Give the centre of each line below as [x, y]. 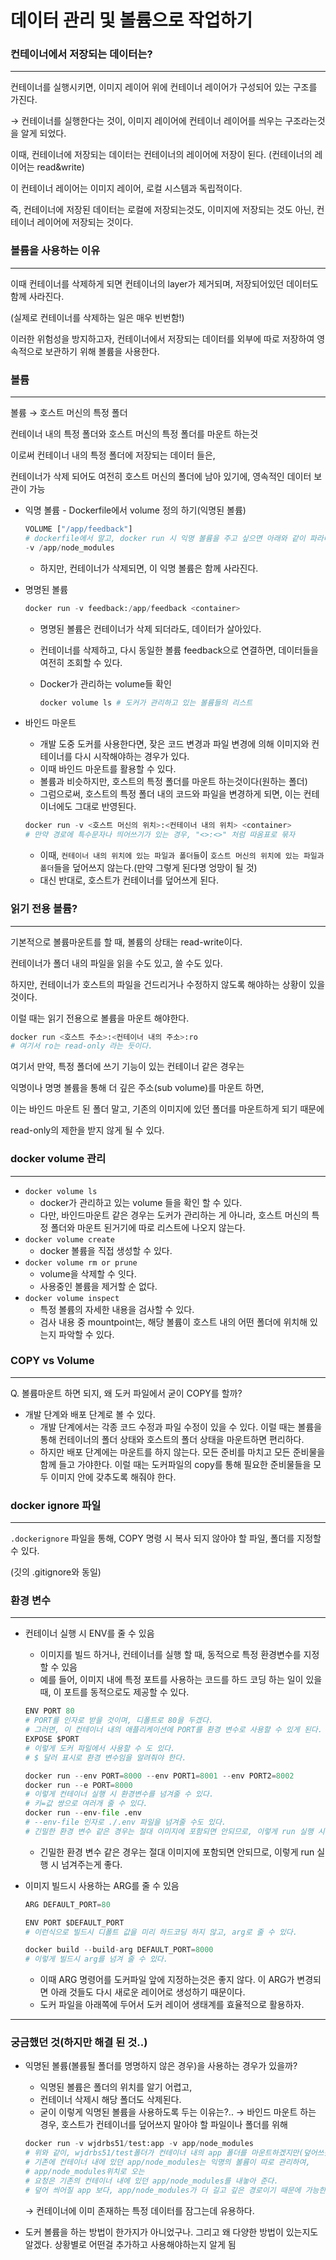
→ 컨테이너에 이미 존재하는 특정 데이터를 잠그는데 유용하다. [139, 2210]
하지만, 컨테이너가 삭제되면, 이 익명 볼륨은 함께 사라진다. [149, 568]
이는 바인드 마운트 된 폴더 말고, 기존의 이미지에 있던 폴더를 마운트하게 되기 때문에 [167, 1109]
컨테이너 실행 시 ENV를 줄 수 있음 [89, 1633]
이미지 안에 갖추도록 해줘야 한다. [113, 1477]
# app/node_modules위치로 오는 [84, 2172]
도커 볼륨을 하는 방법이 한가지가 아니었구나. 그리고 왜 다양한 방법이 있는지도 [171, 2232]
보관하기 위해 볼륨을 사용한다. [102, 351]
